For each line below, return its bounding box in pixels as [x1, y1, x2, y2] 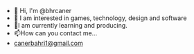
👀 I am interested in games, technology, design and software [13, 14, 187, 22]
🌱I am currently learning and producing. [13, 21, 128, 29]
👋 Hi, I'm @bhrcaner [13, 7, 71, 15]
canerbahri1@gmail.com [13, 39, 83, 47]
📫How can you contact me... [13, 29, 98, 37]
